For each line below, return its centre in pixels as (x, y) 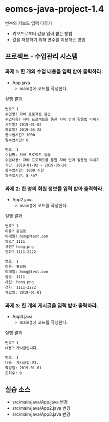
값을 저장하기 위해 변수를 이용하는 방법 (49, 40)
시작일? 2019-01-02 (23, 125)
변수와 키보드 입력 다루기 (29, 23)
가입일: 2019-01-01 (23, 292)
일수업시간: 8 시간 (21, 175)
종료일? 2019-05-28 (23, 130)
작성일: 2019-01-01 (23, 368)
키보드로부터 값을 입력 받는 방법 (42, 33)
